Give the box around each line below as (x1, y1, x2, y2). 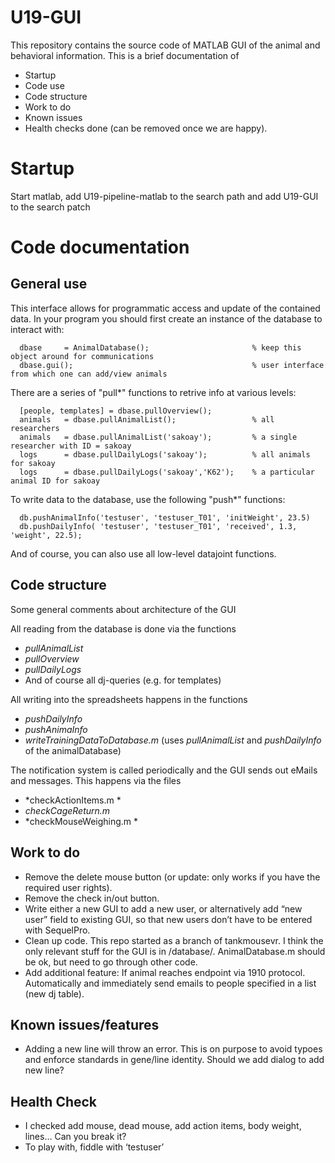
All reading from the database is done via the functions (10, 622, 237, 635)
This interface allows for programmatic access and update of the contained (10, 302, 321, 314)
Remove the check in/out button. (24, 892, 160, 904)
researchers (10, 423, 60, 433)
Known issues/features (10, 1016, 160, 1033)
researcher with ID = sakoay (10, 441, 132, 451)
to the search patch (10, 201, 91, 213)
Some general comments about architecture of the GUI (10, 603, 237, 615)
